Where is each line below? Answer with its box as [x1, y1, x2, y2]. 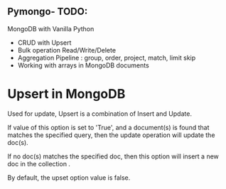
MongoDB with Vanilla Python [7, 24, 95, 33]
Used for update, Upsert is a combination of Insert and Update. [7, 109, 192, 118]
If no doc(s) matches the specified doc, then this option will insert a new [7, 152, 219, 161]
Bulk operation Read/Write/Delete [17, 45, 116, 54]
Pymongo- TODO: [7, 6, 88, 18]
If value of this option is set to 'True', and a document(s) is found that [7, 123, 210, 131]
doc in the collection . [7, 159, 71, 168]
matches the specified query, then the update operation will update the [7, 131, 215, 139]
